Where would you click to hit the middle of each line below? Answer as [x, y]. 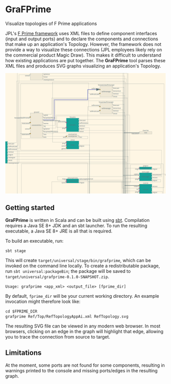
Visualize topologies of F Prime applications [51, 23]
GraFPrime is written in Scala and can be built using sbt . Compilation [78, 220]
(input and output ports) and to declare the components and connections [82, 39]
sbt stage [16, 251]
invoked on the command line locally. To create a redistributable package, [83, 266]
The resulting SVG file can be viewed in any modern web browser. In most [83, 326]
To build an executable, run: [34, 241]
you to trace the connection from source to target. [58, 337]
